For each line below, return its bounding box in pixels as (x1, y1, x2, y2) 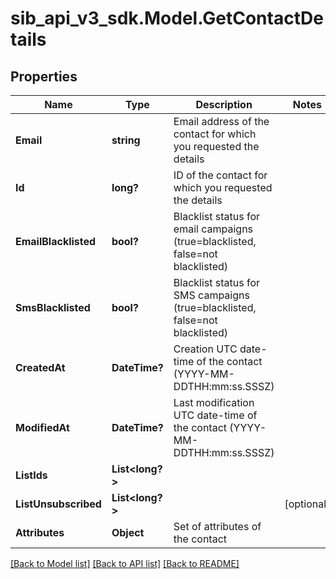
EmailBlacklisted (15, 235, 97, 248)
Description (195, 98, 253, 111)
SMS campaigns (173, 288, 250, 302)
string (111, 133, 141, 147)
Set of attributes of (173, 520, 262, 533)
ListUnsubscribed (15, 497, 102, 511)
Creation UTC (173, 342, 238, 356)
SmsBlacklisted (15, 301, 91, 314)
